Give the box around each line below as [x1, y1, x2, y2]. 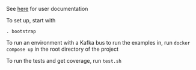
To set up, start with [6, 17, 56, 24]
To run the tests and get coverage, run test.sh [6, 57, 122, 64]
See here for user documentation [6, 5, 88, 12]
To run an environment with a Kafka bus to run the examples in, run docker [6, 39, 191, 46]
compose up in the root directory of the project [6, 45, 119, 52]
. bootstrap [6, 28, 36, 34]
